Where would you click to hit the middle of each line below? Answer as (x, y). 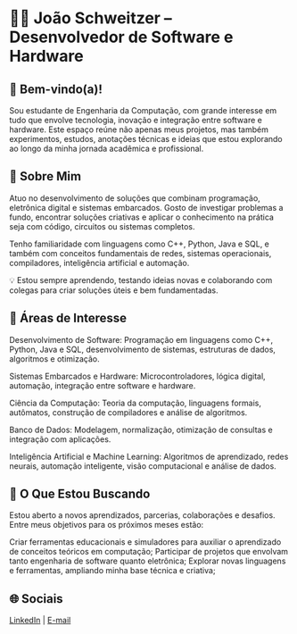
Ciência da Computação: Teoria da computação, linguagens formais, (135, 403)
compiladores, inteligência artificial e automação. (99, 263)
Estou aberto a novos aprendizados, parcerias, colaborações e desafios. (142, 515)
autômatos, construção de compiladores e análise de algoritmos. (128, 412)
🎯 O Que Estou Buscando (80, 494)
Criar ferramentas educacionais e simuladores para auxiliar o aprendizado (145, 542)
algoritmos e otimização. (54, 359)
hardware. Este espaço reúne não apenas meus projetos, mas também (139, 129)
